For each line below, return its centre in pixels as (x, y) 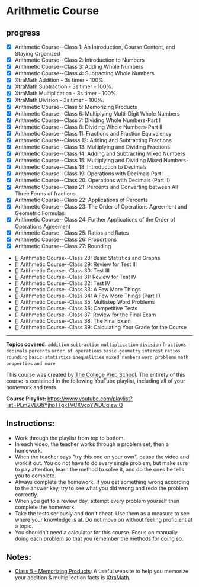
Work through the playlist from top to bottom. (70, 438)
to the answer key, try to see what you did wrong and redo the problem (101, 488)
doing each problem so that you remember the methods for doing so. (99, 538)
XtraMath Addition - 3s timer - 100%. (60, 80)
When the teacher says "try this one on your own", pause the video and (102, 457)
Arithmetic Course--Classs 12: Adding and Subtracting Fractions (93, 140)
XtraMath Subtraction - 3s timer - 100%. (64, 86)
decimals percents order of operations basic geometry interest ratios (93, 351)
